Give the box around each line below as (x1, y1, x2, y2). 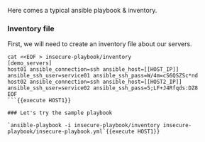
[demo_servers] (7, 60, 52, 67)
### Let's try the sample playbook (7, 109, 113, 116)
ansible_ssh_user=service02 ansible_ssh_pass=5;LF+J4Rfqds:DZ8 (7, 84, 199, 92)
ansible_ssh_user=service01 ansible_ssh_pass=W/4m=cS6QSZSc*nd (7, 72, 199, 80)
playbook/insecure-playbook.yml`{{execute (7, 128, 135, 136)
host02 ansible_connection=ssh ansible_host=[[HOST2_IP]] (7, 78, 182, 86)
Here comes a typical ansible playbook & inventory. (7, 6, 157, 14)
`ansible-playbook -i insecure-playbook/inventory (7, 122, 160, 129)
